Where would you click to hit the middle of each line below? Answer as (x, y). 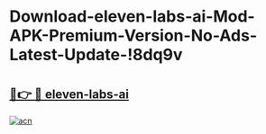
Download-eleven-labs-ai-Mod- (132, 17)
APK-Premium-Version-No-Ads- (133, 36)
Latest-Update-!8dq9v (96, 55)
